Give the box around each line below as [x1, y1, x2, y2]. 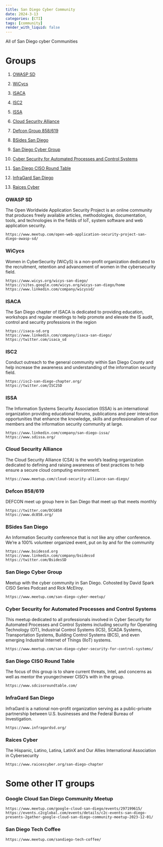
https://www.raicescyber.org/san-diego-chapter [5, 762, 104, 767]
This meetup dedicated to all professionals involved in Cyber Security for [5, 617, 151, 623]
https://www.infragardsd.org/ [5, 725, 67, 730]
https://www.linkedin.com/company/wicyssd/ [5, 287, 95, 291]
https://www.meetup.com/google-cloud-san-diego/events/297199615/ [5, 806, 143, 811]
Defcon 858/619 [5, 488, 45, 495]
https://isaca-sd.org [5, 328, 49, 334]
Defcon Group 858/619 [12, 128, 59, 134]
